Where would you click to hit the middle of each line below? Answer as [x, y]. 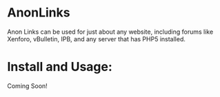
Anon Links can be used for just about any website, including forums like [110, 32]
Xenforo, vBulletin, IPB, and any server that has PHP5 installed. [97, 39]
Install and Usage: [60, 67]
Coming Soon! [28, 86]
